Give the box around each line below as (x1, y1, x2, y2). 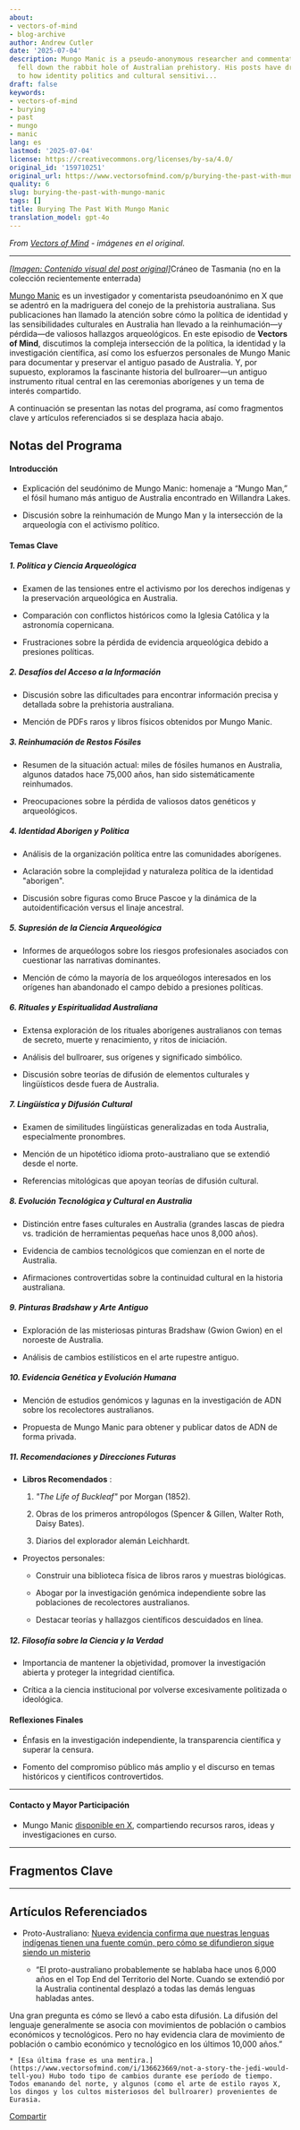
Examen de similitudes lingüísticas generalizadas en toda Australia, (21, 1121, 270, 1132)
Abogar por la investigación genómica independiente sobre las (35, 1587, 266, 1599)
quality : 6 (9, 180, 50, 189)
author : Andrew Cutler (9, 38, 94, 47)
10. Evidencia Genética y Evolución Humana (9, 1372, 177, 1383)
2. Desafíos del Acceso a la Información (9, 666, 162, 677)
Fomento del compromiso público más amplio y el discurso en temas (21, 1761, 275, 1772)
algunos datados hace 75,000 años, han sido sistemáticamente (21, 769, 255, 779)
